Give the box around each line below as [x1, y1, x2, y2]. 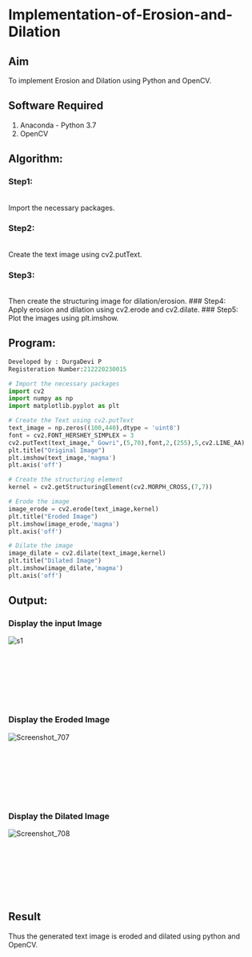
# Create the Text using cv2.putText [8, 417, 134, 425]
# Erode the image [8, 498, 70, 506]
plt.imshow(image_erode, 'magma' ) [8, 519, 120, 528]
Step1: [8, 176, 34, 188]
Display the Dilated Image [8, 810, 110, 822]
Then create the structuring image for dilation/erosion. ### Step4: [8, 297, 226, 306]
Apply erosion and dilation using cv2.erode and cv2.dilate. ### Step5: [8, 305, 238, 314]
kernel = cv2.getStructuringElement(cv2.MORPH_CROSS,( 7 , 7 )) [8, 483, 214, 491]
